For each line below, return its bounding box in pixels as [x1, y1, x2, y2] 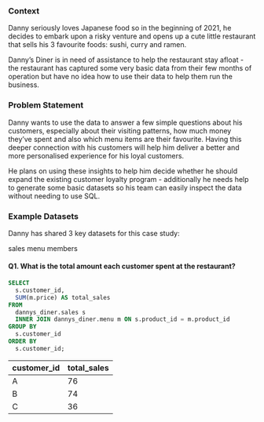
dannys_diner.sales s [15, 308, 86, 316]
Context [8, 5, 40, 16]
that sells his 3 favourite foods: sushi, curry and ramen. [8, 40, 187, 49]
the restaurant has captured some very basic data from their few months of [8, 64, 252, 73]
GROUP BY [8, 323, 37, 331]
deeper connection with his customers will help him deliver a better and [8, 143, 240, 152]
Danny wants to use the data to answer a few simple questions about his [8, 118, 243, 127]
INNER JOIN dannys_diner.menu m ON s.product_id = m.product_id [15, 315, 230, 323]
